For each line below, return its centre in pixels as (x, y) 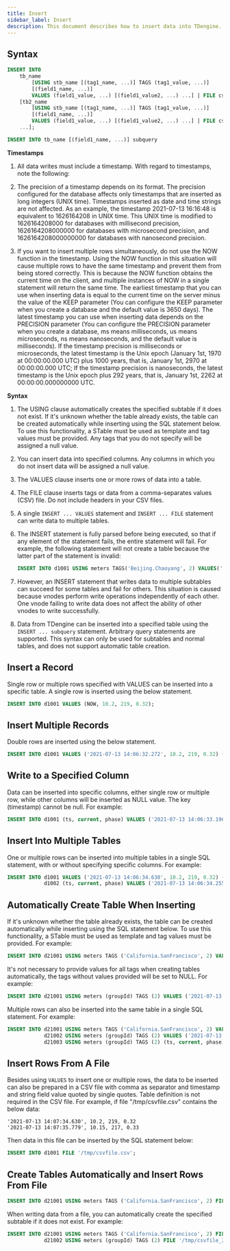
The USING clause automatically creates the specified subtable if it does (119, 409)
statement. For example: (41, 1016)
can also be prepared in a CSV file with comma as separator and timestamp (114, 1087)
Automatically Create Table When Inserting (101, 905)
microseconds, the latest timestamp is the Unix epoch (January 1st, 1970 (119, 353)
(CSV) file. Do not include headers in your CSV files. (90, 500)
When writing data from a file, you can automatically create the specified (110, 1214)
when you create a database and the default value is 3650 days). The (115, 309)
